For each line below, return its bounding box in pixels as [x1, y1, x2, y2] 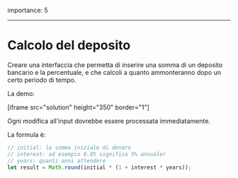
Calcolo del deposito [7, 37, 131, 54]
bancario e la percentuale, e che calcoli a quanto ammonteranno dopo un [7, 68, 222, 76]
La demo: [7, 89, 35, 97]
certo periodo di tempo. [7, 76, 76, 84]
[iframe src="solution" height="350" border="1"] [7, 102, 150, 112]
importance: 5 [7, 6, 48, 14]
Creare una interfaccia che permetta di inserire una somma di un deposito [7, 60, 223, 69]
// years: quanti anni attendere [7, 157, 106, 165]
